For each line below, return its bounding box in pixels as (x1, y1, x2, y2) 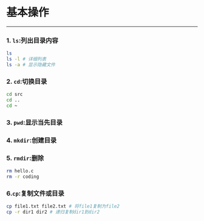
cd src (6, 92, 23, 98)
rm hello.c (6, 168, 34, 174)
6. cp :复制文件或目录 (6, 189, 65, 197)
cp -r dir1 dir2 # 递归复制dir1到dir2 (6, 209, 100, 215)
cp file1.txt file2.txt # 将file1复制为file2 (6, 203, 120, 209)
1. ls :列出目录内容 (6, 36, 59, 44)
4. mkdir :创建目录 (6, 136, 57, 144)
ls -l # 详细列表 (6, 56, 47, 63)
